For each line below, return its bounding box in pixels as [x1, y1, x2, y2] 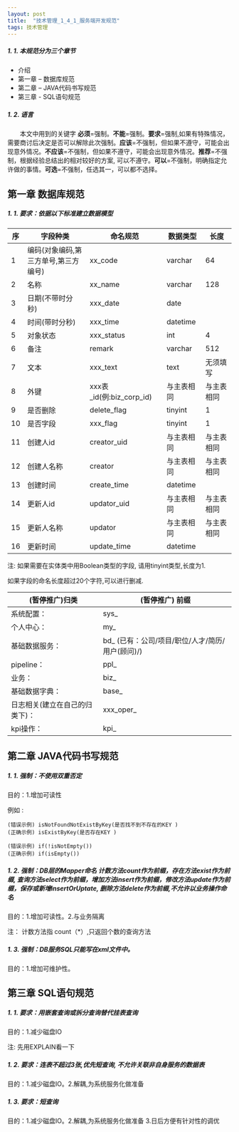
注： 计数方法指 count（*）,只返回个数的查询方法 [7, 928, 152, 935]
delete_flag [90, 405, 127, 415]
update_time [90, 541, 132, 551]
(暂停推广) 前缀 [139, 595, 191, 605]
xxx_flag [90, 418, 118, 428]
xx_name [90, 279, 120, 289]
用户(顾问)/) [102, 646, 143, 656]
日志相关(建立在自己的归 [11, 700, 92, 710]
